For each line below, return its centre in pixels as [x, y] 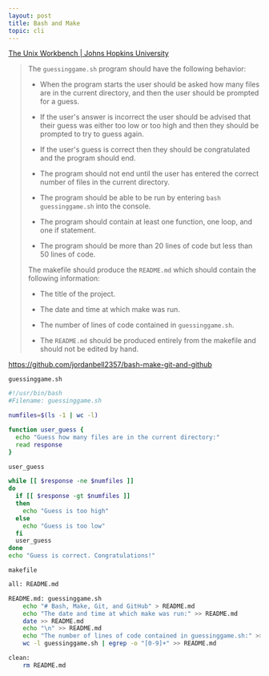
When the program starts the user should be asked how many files [150, 84]
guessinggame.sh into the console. [95, 206]
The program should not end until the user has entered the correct [149, 174]
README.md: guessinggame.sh [55, 598]
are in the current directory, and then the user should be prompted [149, 93]
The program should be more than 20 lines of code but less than [146, 246]
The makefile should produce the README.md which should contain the [142, 270]
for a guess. [60, 102]
